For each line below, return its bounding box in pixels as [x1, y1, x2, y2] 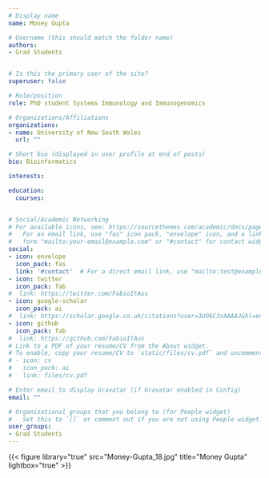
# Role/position [8, 92, 62, 100]
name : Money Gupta [8, 19, 70, 27]
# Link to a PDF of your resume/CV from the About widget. [8, 341, 210, 350]
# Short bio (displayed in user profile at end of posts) [8, 150, 206, 158]
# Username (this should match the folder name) [8, 34, 174, 42]
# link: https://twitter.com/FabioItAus [8, 289, 149, 298]
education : [8, 186, 45, 194]
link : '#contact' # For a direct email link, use [15, 267, 188, 276]
